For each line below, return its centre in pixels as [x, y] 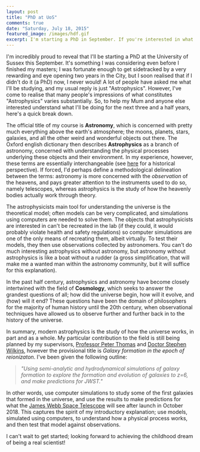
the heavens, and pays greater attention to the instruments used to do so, [96, 182]
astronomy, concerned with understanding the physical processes [87, 151]
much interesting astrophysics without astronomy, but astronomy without [96, 251]
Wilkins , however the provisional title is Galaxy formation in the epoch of [96, 351]
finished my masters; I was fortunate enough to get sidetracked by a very [96, 69]
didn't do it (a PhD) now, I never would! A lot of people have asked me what [99, 82]
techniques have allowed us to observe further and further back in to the [96, 314]
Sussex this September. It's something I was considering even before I [93, 63]
